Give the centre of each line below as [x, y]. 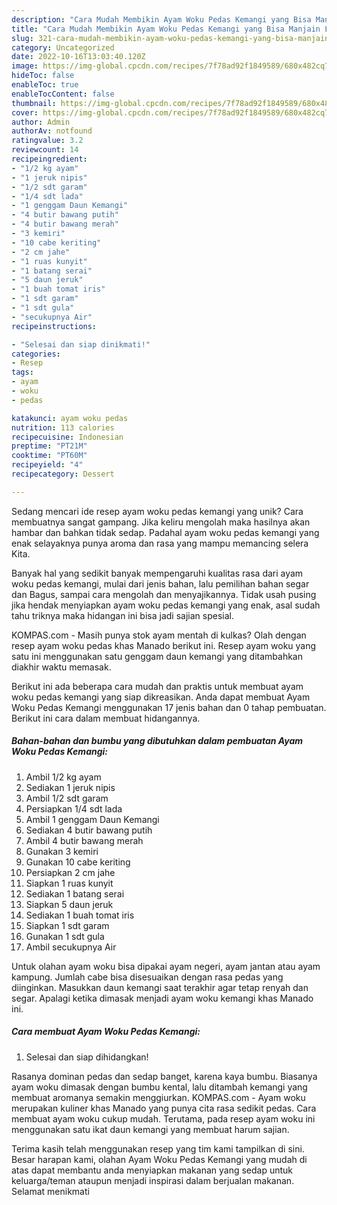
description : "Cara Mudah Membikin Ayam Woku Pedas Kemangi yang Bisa [161, 19]
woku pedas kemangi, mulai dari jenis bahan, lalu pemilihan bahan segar [160, 583]
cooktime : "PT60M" [49, 456]
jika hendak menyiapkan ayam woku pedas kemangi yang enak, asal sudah [166, 605]
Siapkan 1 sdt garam [67, 925]
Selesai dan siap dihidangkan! [87, 1057]
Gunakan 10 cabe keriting [78, 862]
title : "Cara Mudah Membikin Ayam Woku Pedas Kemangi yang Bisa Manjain [166, 29]
